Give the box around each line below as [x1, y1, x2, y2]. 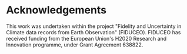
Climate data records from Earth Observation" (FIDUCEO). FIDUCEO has [6, 28, 181, 35]
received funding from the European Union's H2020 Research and [6, 35, 167, 42]
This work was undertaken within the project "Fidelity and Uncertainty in [6, 23, 182, 30]
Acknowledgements [6, 3, 107, 17]
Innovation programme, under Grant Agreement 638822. [6, 41, 143, 48]
